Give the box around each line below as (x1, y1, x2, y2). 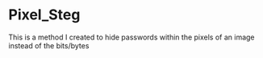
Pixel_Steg (8, 6, 81, 24)
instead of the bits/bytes (8, 40, 90, 50)
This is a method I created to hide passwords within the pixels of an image (8, 32, 256, 42)
